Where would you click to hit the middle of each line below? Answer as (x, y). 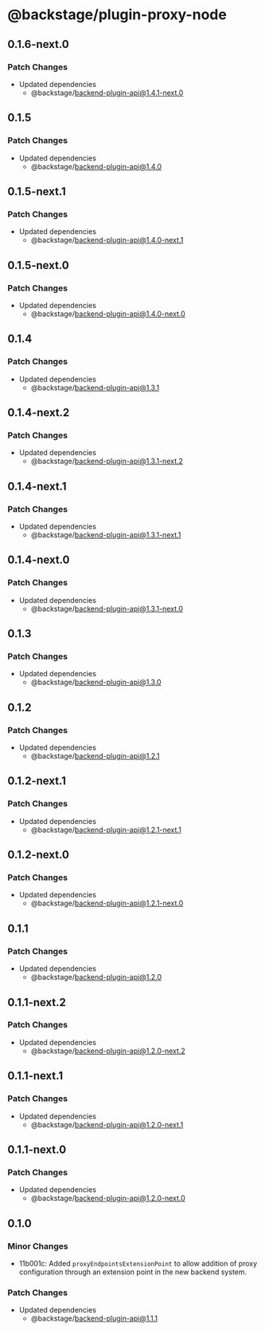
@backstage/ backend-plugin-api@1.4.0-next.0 (108, 314)
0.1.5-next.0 (38, 265)
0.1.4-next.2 (39, 413)
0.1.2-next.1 (37, 781)
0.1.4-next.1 (37, 486)
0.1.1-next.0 (37, 1149)
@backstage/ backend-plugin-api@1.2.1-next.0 (107, 903)
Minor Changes (38, 1246)
